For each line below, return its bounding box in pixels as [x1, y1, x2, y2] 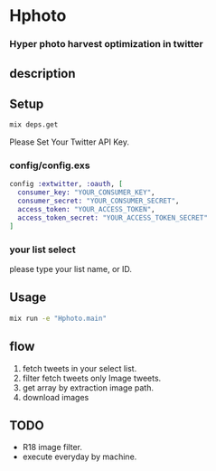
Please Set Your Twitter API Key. [9, 137, 129, 147]
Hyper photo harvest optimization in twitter [9, 38, 203, 51]
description [9, 65, 76, 81]
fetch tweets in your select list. [22, 363, 137, 373]
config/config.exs [9, 159, 90, 172]
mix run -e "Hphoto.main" [9, 314, 107, 323]
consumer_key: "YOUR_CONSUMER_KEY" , [17, 188, 155, 197]
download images [22, 391, 89, 402]
